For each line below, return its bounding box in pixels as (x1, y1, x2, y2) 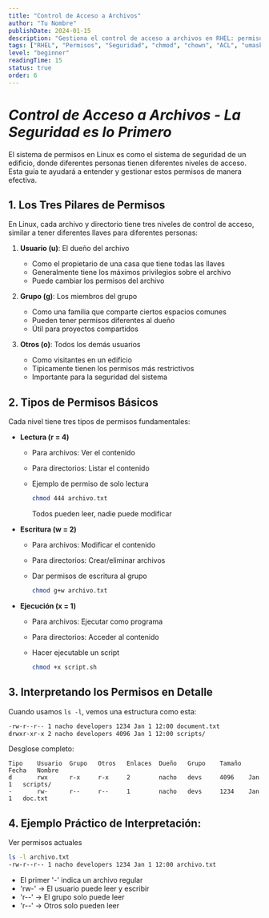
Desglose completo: (8, 744, 74, 754)
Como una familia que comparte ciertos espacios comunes (31, 307, 227, 317)
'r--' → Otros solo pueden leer (19, 900, 120, 910)
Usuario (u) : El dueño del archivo (19, 244, 130, 253)
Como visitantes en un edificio (31, 355, 132, 365)
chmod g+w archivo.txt (31, 587, 108, 595)
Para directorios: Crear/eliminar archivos (31, 556, 166, 565)
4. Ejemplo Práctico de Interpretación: (8, 816, 202, 830)
